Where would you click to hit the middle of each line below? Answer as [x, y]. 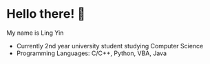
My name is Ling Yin [35, 33]
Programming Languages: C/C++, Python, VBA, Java [91, 53]
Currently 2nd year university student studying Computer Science [110, 46]
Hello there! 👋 [46, 14]
